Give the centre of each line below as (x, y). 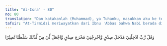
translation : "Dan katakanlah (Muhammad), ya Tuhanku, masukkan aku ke (81, 19)
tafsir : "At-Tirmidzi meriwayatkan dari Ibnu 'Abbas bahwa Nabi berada (81, 23)
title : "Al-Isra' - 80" (30, 10)
